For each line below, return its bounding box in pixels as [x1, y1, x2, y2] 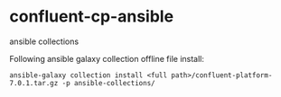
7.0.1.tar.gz [9, 78, 59, 87]
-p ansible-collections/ [61, 78, 155, 87]
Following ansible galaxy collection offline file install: [9, 53, 205, 64]
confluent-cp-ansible [9, 6, 174, 27]
